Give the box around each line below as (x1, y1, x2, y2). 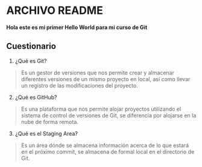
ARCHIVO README (6, 4, 104, 18)
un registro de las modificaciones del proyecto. (21, 82, 139, 89)
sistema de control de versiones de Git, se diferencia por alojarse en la (21, 111, 197, 119)
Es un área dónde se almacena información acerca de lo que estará (21, 142, 189, 149)
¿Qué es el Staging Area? (14, 129, 78, 137)
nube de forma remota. (21, 118, 78, 125)
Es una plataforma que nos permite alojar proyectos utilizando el (21, 105, 181, 113)
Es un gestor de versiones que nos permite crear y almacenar (21, 69, 175, 76)
